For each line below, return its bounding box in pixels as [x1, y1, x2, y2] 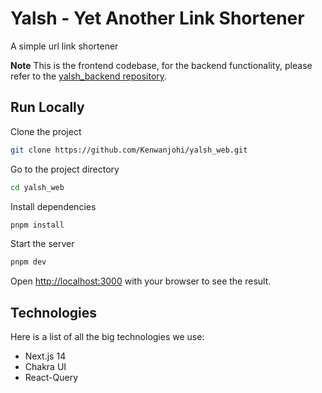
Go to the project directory [10, 163, 120, 175]
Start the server [10, 238, 75, 250]
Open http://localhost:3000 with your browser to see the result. [10, 275, 272, 287]
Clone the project [10, 125, 82, 137]
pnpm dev [10, 257, 47, 267]
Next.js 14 [24, 350, 67, 362]
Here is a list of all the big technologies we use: [10, 331, 205, 343]
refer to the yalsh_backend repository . [10, 70, 168, 82]
